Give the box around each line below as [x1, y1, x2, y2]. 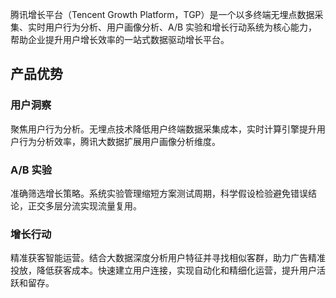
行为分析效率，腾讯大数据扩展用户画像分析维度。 [18, 135, 221, 147]
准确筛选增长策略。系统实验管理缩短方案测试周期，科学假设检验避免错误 [10, 187, 308, 199]
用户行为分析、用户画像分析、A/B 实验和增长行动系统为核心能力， [44, 21, 318, 33]
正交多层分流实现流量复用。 [27, 199, 142, 212]
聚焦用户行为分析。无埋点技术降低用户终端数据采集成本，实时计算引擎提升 [10, 123, 317, 135]
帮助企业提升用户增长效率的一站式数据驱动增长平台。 [10, 34, 230, 45]
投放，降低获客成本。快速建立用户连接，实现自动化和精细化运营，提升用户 [10, 264, 317, 277]
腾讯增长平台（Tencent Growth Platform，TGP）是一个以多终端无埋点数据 [10, 9, 315, 20]
